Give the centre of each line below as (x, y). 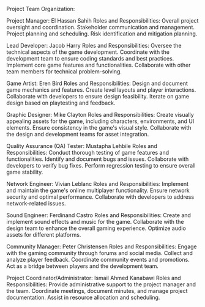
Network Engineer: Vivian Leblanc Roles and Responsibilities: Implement (97, 184)
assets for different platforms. (44, 235)
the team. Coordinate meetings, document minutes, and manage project (97, 291)
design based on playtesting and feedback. (61, 103)
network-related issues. (36, 203)
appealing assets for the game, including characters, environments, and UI (100, 121)
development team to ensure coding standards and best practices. (90, 58)
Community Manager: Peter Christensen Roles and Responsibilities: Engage (102, 246)
